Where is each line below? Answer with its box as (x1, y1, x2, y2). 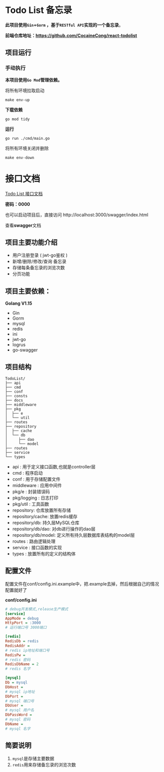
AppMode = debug (5, 616, 39, 621)
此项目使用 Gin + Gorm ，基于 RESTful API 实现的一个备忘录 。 (5, 22, 123, 28)
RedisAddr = (5, 643, 30, 648)
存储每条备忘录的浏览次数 (12, 264, 65, 271)
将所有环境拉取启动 (5, 87, 45, 93)
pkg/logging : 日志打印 (12, 495, 59, 501)
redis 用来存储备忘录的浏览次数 (12, 762, 76, 768)
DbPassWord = (5, 712, 32, 717)
